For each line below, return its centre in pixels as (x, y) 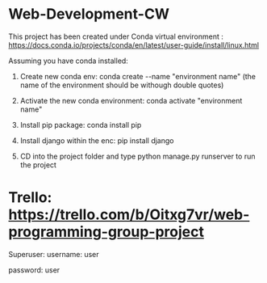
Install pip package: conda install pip (81, 125)
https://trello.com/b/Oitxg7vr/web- (129, 215)
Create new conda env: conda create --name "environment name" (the (138, 76)
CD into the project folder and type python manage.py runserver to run (138, 156)
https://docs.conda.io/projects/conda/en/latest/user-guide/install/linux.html (134, 44)
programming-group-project (106, 232)
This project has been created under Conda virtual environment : (116, 36)
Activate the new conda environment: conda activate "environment (131, 100)
